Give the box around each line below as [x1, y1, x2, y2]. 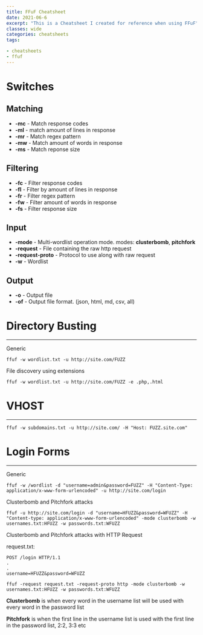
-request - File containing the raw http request [14, 245, 132, 252]
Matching [6, 104, 43, 114]
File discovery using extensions [6, 367, 85, 374]
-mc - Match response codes [14, 119, 89, 127]
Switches [6, 79, 54, 93]
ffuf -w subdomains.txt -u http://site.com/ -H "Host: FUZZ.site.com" [6, 425, 188, 431]
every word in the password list [6, 603, 85, 611]
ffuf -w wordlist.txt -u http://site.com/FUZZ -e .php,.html [6, 379, 164, 385]
